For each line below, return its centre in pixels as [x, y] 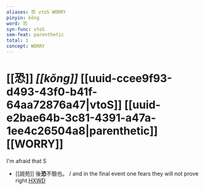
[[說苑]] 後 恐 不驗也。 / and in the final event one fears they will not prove [107, 173]
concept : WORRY [26, 47]
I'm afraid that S [27, 161]
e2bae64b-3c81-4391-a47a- [81, 118]
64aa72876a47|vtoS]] [64, 105]
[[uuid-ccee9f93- [126, 79]
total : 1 [17, 40]
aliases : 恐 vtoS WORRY [36, 12]
